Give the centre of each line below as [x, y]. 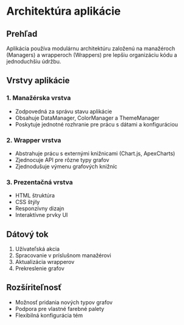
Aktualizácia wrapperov [45, 262]
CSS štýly [27, 202]
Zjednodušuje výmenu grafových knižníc [66, 166]
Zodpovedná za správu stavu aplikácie [64, 111]
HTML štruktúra [35, 195]
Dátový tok [27, 234]
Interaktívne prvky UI [41, 215]
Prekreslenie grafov [40, 268]
